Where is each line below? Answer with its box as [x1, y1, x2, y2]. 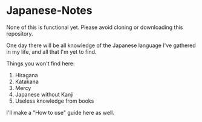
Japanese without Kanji [15, 91, 74, 98]
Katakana [15, 78, 39, 85]
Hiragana [15, 71, 38, 79]
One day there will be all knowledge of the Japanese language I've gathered [6, 42, 197, 49]
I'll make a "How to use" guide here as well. [6, 109, 115, 116]
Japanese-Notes [6, 4, 93, 18]
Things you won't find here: [6, 60, 75, 67]
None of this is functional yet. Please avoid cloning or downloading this [6, 24, 183, 31]
